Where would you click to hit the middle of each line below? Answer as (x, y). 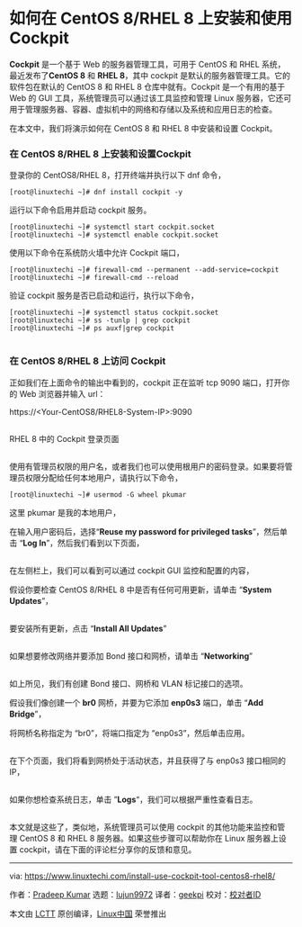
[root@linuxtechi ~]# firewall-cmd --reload (94, 278)
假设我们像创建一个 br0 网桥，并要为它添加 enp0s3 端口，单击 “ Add (136, 702)
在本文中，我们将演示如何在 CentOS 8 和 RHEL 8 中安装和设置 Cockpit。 (143, 128)
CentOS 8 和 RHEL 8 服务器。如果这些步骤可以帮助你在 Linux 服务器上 (149, 838)
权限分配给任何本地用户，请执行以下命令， (103, 477)
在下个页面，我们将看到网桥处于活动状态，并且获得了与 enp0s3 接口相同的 (147, 760)
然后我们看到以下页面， (101, 543)
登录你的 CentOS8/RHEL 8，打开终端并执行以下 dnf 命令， (118, 175)
